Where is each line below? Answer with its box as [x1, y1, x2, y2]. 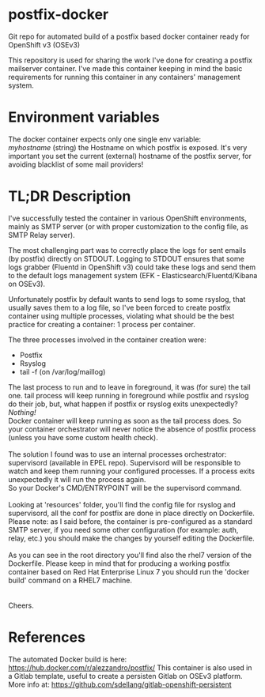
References [8, 628, 85, 646]
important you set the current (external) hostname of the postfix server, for [8, 151, 252, 160]
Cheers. [8, 601, 34, 610]
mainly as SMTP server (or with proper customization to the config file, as [8, 221, 249, 231]
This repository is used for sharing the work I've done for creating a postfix [8, 55, 253, 65]
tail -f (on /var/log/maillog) [19, 367, 106, 376]
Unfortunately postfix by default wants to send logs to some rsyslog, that [8, 294, 246, 303]
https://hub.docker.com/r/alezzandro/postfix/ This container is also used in [8, 662, 252, 673]
